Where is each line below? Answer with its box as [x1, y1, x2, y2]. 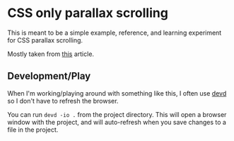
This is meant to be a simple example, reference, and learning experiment [7, 28, 222, 37]
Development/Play [7, 70, 91, 82]
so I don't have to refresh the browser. [7, 96, 119, 105]
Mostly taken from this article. [7, 50, 94, 58]
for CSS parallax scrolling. [7, 35, 83, 44]
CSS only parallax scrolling [7, 5, 168, 21]
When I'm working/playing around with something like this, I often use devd [7, 89, 227, 97]
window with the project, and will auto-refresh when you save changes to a [7, 118, 226, 126]
